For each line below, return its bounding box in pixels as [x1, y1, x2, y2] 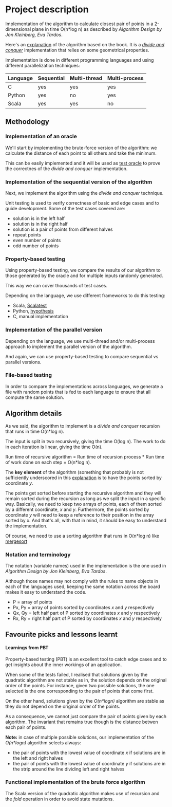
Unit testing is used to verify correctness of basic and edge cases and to [5, 199, 159, 206]
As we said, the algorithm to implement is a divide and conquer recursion [5, 423, 160, 429]
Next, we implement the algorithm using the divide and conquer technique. [5, 190, 164, 196]
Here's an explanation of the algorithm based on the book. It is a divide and [5, 41, 165, 47]
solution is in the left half [12, 215, 65, 222]
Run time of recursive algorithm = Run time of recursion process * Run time [5, 453, 165, 460]
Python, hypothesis [12, 308, 54, 314]
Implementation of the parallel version [5, 326, 103, 334]
